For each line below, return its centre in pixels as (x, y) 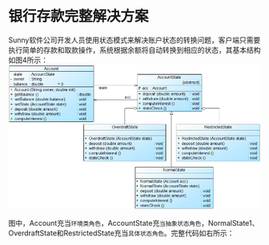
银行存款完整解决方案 (79, 16)
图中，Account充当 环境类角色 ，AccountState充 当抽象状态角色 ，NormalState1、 (134, 223)
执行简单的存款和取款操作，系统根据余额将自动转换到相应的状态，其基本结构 (134, 49)
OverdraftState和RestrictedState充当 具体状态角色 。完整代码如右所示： (121, 233)
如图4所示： (28, 60)
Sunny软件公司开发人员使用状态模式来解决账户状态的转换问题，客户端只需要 (134, 40)
